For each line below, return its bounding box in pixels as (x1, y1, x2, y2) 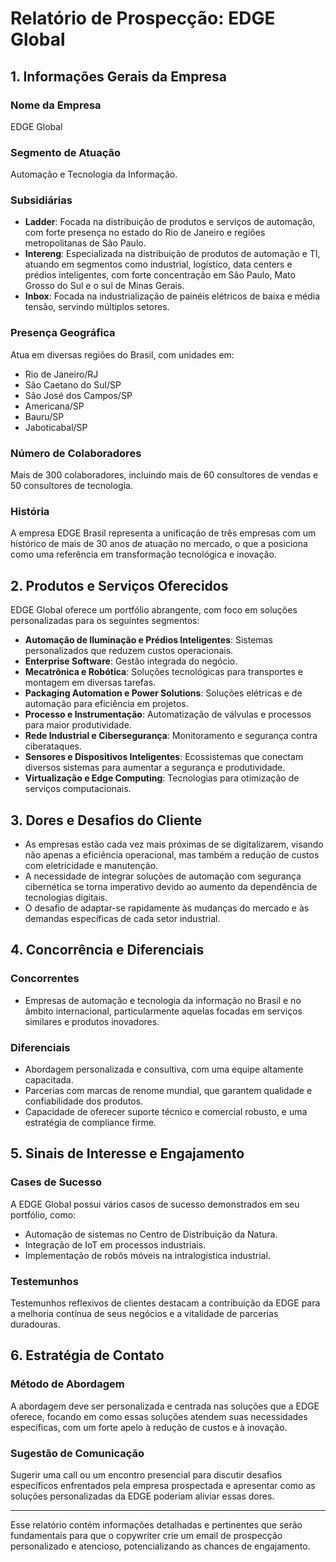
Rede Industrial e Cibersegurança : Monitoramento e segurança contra (24, 730, 318, 742)
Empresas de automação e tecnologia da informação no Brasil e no (24, 994, 302, 1006)
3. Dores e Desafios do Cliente (10, 812, 203, 829)
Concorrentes (10, 972, 80, 986)
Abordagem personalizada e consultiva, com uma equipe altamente (24, 1063, 304, 1075)
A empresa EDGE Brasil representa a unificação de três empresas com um (10, 527, 317, 539)
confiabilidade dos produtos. (24, 1095, 144, 1107)
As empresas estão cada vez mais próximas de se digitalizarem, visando (24, 838, 324, 850)
